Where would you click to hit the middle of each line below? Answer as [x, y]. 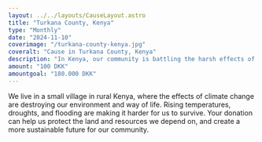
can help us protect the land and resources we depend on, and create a [124, 121]
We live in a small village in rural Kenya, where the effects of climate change [131, 96]
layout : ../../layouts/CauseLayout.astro [77, 15]
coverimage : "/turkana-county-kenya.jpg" [77, 45]
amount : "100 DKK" [38, 67]
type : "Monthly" [35, 30]
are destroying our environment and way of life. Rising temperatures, [120, 104]
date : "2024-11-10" [40, 37]
